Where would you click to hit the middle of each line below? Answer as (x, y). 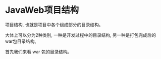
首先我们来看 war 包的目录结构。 (38, 52)
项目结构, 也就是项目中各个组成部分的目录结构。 (54, 25)
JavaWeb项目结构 (42, 10)
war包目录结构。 (22, 41)
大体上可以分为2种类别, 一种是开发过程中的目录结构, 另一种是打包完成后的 (80, 35)
